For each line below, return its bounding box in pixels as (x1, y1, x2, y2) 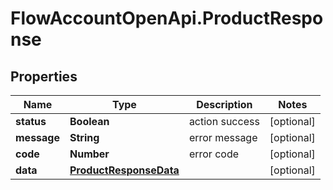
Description (196, 98, 253, 111)
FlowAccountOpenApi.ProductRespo (10, 7, 324, 30)
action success (188, 115, 260, 128)
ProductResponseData (69, 163, 180, 177)
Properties (10, 68, 78, 85)
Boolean (69, 115, 110, 128)
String (69, 131, 100, 144)
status (15, 115, 47, 128)
